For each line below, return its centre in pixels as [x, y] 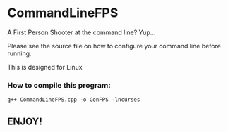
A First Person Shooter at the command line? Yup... [82, 32]
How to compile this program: [59, 85]
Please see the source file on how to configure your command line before [114, 46]
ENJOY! [25, 121]
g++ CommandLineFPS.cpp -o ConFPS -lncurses [74, 100]
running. [19, 53]
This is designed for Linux [45, 67]
